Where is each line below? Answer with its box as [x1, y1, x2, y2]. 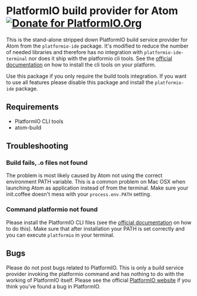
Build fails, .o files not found [6, 159, 88, 167]
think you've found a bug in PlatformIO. [6, 282, 101, 290]
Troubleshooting [6, 141, 69, 151]
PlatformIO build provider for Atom [6, 4, 178, 18]
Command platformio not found [6, 205, 98, 214]
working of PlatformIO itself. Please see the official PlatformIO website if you [6, 277, 191, 284]
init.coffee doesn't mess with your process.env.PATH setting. [6, 191, 152, 198]
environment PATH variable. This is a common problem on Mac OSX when [6, 178, 186, 185]
